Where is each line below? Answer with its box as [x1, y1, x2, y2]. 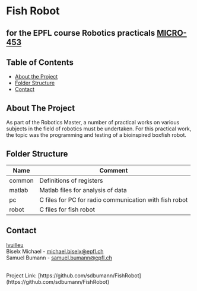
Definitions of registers [39, 177, 103, 185]
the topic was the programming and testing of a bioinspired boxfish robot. [6, 132, 187, 139]
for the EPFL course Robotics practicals [6, 28, 155, 38]
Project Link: [6, 272, 37, 279]
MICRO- [156, 28, 187, 38]
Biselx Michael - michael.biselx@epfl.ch [6, 248, 104, 255]
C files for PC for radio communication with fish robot [39, 196, 188, 204]
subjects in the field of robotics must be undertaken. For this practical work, [6, 125, 192, 132]
